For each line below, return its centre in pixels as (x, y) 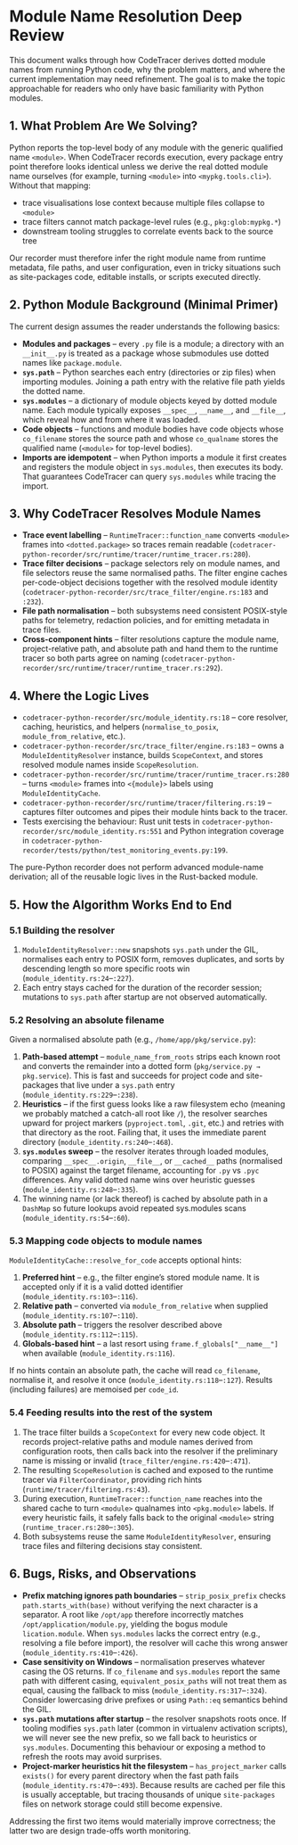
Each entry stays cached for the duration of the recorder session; (142, 987)
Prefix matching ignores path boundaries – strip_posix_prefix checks (154, 1595)
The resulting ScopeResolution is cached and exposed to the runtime (148, 1470)
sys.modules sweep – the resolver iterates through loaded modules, (145, 1151)
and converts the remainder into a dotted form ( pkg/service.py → (141, 1067)
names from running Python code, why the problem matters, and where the (147, 70)
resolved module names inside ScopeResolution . (110, 765)
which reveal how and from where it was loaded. (111, 419)
